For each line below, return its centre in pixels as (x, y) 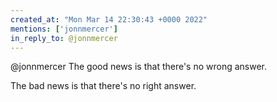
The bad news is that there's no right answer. (103, 86)
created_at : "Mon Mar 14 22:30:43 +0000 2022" (109, 19)
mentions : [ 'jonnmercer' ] (64, 29)
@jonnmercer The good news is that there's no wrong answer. (139, 67)
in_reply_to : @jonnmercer (64, 38)
